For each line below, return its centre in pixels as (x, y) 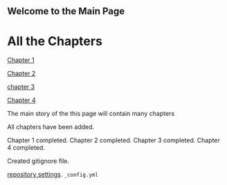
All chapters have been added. (51, 127)
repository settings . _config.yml (53, 175)
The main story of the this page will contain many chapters (91, 114)
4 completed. (26, 148)
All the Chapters (55, 41)
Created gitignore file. (38, 161)
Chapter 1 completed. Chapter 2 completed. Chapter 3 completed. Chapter (113, 140)
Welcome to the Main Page (66, 11)
